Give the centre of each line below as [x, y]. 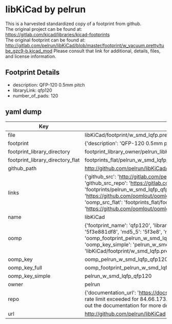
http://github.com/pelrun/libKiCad [125, 314]
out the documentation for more [123, 305]
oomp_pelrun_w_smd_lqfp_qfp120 [126, 259]
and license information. [31, 56]
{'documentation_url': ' [112, 292]
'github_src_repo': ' [107, 183]
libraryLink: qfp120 [32, 90]
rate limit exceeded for [112, 299]
